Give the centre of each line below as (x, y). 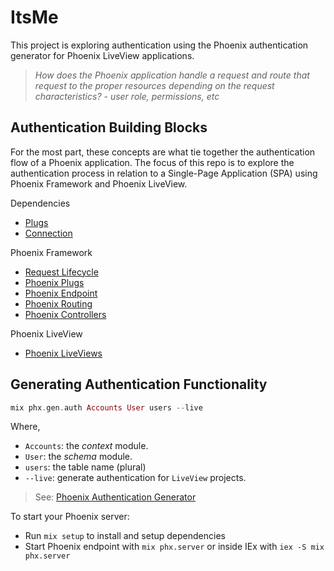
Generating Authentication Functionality (139, 384)
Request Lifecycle (61, 272)
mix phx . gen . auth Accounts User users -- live (106, 407)
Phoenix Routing (58, 303)
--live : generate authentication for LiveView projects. (135, 478)
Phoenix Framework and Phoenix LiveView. (99, 183)
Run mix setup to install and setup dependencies (125, 536)
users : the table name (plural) (85, 467)
